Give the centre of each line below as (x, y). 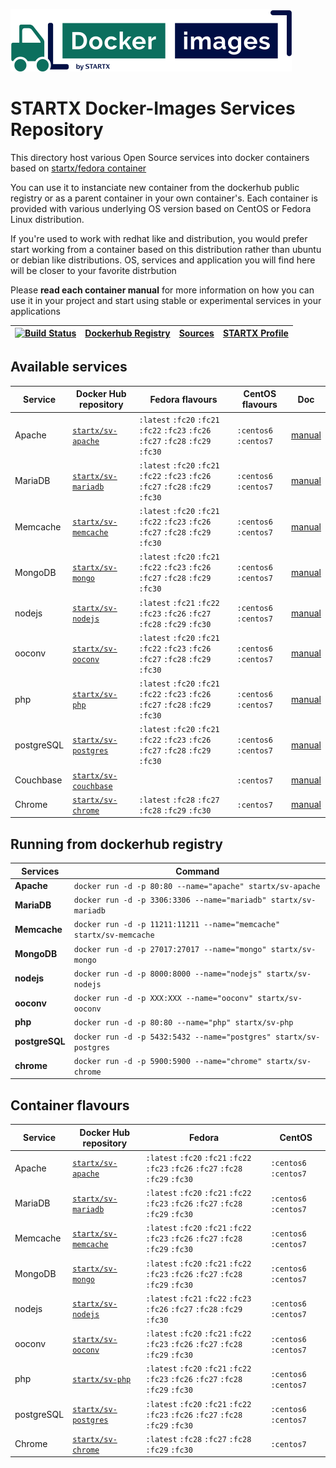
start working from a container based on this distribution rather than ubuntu (166, 249)
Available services (69, 367)
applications (35, 311)
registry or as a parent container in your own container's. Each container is (164, 198)
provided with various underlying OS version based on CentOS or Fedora (161, 208)
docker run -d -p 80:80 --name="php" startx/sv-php (183, 1023)
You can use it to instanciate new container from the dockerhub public (155, 187)
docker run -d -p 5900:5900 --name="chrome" (168, 1061)
